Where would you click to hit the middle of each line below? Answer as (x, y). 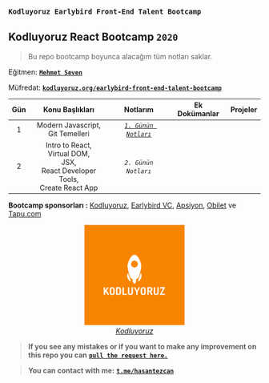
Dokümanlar (198, 114)
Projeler (244, 109)
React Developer (69, 171)
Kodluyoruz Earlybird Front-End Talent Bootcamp (105, 11)
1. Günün (139, 126)
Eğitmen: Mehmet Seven (45, 72)
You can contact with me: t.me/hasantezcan (101, 371)
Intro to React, (68, 145)
